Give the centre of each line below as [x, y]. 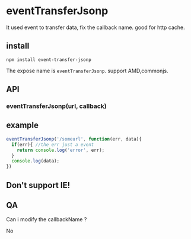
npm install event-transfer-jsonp [49, 60]
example [23, 125]
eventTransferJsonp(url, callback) [56, 106]
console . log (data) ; [36, 161]
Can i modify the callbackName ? [47, 219]
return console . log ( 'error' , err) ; [61, 150]
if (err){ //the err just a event [53, 144]
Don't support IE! [38, 185]
